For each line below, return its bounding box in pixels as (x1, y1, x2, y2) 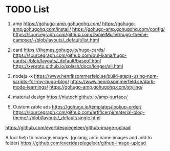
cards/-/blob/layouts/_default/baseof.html (12, 57, 101, 63)
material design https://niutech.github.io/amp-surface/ (12, 94, 128, 100)
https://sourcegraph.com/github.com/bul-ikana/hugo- (12, 52, 127, 58)
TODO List (5, 4, 50, 15)
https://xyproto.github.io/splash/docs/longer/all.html (12, 63, 123, 69)
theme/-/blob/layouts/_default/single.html (12, 114, 101, 121)
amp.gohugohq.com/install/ (12, 26, 72, 32)
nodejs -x (12, 73, 33, 79)
